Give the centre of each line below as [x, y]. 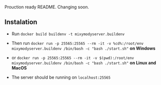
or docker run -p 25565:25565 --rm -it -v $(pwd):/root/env [73, 57]
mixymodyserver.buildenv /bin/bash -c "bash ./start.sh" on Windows [83, 48]
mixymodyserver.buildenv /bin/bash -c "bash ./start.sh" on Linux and [84, 63]
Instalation [21, 22]
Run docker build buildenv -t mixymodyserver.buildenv [68, 34]
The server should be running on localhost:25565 [61, 77]
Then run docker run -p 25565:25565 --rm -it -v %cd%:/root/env [77, 43]
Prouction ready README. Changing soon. [47, 7]
